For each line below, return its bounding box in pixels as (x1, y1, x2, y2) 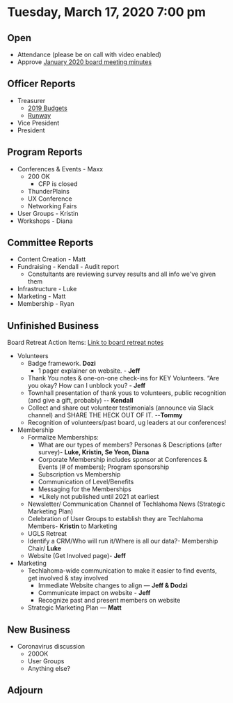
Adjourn (7, 684, 43, 697)
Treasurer (17, 96, 46, 105)
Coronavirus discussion (17, 642, 86, 651)
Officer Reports (7, 78, 76, 90)
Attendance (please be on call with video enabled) (17, 50, 162, 59)
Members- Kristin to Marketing (27, 522, 118, 530)
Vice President (17, 118, 60, 127)
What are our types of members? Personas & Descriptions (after (38, 440, 223, 449)
